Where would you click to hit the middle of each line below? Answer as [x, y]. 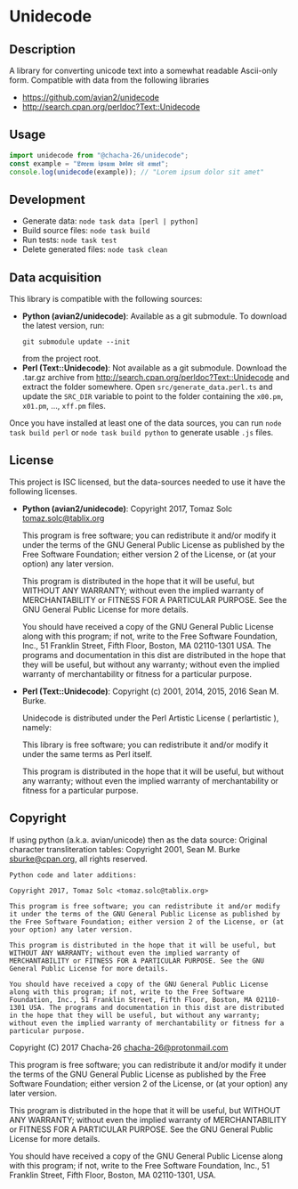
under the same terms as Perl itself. [87, 753]
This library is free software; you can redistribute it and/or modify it [145, 745]
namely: [36, 727]
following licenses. [43, 491]
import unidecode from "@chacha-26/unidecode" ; [99, 155]
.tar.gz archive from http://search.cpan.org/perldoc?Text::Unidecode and [156, 378]
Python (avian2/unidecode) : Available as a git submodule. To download [154, 316]
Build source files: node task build [86, 231]
